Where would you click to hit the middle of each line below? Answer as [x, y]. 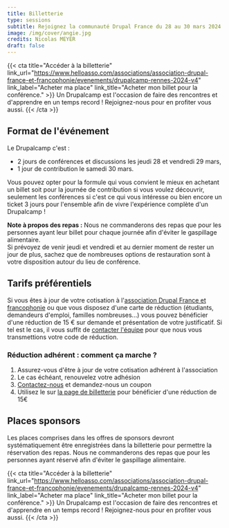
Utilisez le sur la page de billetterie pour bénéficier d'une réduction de [117, 392]
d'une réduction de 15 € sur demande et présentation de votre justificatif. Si [115, 322]
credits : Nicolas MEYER [42, 39]
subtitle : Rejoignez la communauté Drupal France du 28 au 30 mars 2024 [114, 26]
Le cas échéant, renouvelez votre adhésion [79, 377]
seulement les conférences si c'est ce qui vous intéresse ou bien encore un [115, 197]
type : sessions [29, 20]
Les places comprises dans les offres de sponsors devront [91, 437]
